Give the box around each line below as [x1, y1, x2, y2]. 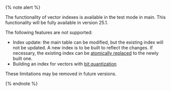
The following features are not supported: [5, 29, 93, 35]
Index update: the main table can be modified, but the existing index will [12, 39, 164, 45]
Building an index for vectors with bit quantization [12, 61, 117, 67]
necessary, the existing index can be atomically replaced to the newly [12, 50, 159, 56]
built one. [12, 55, 33, 62]
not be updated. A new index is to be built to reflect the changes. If [12, 45, 153, 50]
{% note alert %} [5, 5, 41, 10]
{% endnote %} [5, 81, 38, 86]
